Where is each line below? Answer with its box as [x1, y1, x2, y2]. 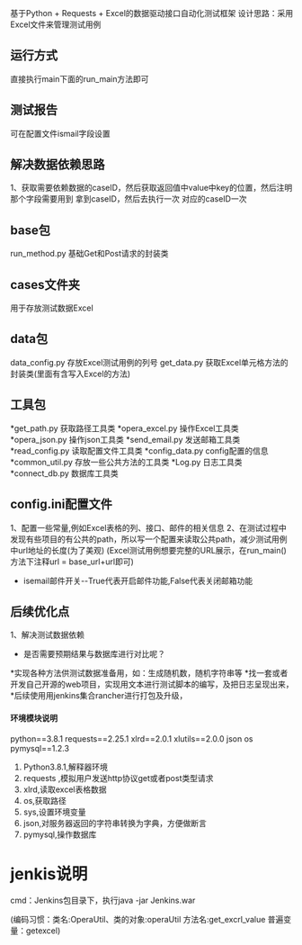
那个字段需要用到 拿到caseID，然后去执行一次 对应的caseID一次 [10, 193, 247, 204]
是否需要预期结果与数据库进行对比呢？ [22, 649, 165, 660]
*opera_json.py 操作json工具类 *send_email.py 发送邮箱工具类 [10, 434, 241, 445]
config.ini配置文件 [10, 497, 113, 512]
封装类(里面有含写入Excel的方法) [10, 368, 131, 379]
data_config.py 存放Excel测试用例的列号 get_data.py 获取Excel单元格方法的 [10, 356, 289, 367]
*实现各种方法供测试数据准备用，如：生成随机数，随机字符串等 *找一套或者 [10, 668, 289, 679]
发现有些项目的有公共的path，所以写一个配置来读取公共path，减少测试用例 [10, 534, 288, 544]
